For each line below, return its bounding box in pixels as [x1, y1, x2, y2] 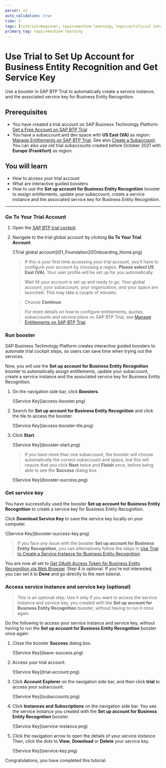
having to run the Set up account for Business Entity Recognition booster [5, 625, 157, 631]
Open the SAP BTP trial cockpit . [12, 224, 77, 230]
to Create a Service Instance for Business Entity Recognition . [17, 551, 141, 557]
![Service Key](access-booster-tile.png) [12, 422, 94, 429]
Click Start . [12, 432, 36, 438]
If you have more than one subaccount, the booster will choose [24, 452, 154, 458]
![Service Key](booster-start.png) [12, 442, 81, 448]
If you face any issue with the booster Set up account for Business [17, 540, 155, 546]
